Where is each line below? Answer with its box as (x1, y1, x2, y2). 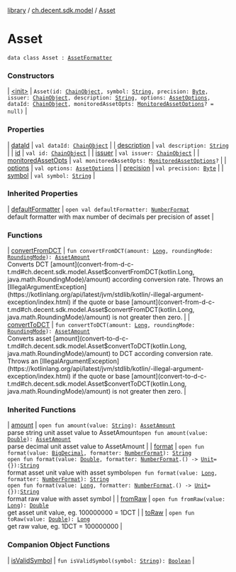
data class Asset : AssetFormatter (7, 54, 113, 61)
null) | (7, 107, 28, 116)
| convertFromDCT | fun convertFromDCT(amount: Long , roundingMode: (7, 247, 213, 255)
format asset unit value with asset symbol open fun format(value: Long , (7, 468, 218, 477)
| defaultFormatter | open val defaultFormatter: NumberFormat (7, 205, 190, 213)
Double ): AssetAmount (7, 436, 72, 443)
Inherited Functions (7, 405, 77, 415)
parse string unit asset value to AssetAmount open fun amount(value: (7, 428, 209, 437)
